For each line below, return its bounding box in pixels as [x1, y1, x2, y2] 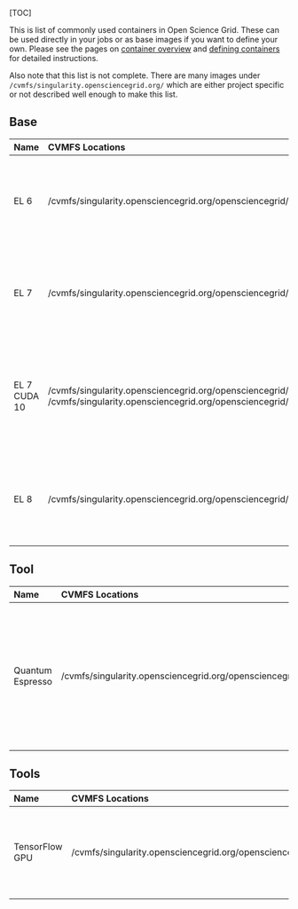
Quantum [13, 664, 52, 677]
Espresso [13, 675, 53, 687]
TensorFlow [13, 841, 63, 853]
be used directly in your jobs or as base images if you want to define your [9, 35, 278, 44]
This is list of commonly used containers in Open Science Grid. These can [9, 25, 279, 35]
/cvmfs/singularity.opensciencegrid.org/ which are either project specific [9, 80, 285, 90]
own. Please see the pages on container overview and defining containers [9, 43, 280, 54]
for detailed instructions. [9, 53, 99, 63]
